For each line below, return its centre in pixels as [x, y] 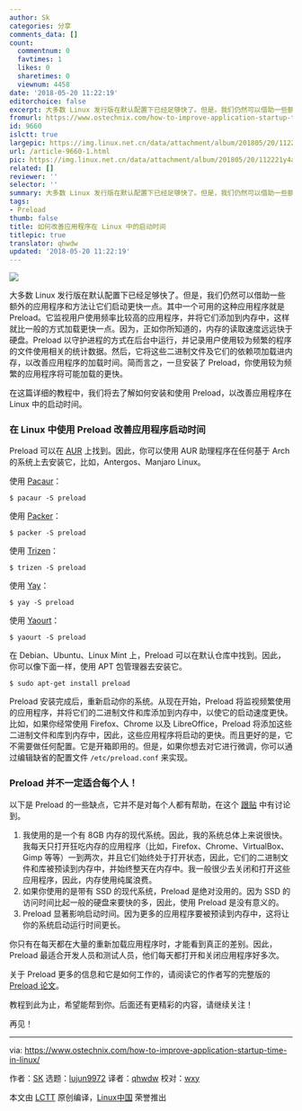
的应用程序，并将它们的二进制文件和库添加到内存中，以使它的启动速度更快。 [151, 713]
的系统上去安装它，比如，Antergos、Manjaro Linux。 [107, 462]
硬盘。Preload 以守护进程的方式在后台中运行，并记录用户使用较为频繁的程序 [151, 340]
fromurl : [26, 118]
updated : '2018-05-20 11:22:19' [70, 252]
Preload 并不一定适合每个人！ [74, 783]
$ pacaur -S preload [48, 498]
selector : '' [34, 185]
